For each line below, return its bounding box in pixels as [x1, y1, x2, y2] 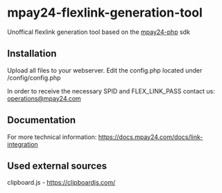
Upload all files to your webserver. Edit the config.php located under [7, 66, 203, 74]
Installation [7, 48, 57, 59]
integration [7, 140, 38, 148]
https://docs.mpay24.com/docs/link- [98, 133, 203, 141]
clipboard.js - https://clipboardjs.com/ [7, 178, 116, 187]
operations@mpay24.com [7, 94, 81, 102]
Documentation [7, 114, 76, 126]
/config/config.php [7, 73, 61, 82]
